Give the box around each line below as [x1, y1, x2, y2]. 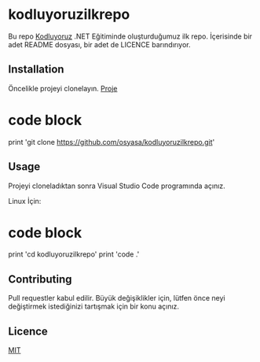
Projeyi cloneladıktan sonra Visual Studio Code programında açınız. [8, 181, 225, 190]
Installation [8, 63, 64, 76]
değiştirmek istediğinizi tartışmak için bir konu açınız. [8, 301, 179, 312]
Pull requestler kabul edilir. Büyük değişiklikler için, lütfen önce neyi [8, 294, 225, 303]
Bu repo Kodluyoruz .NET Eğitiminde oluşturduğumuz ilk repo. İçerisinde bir [8, 31, 253, 41]
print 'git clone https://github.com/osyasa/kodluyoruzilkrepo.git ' [8, 137, 215, 146]
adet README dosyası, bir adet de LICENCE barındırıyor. [8, 39, 191, 49]
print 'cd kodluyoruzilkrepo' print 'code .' [8, 249, 140, 259]
